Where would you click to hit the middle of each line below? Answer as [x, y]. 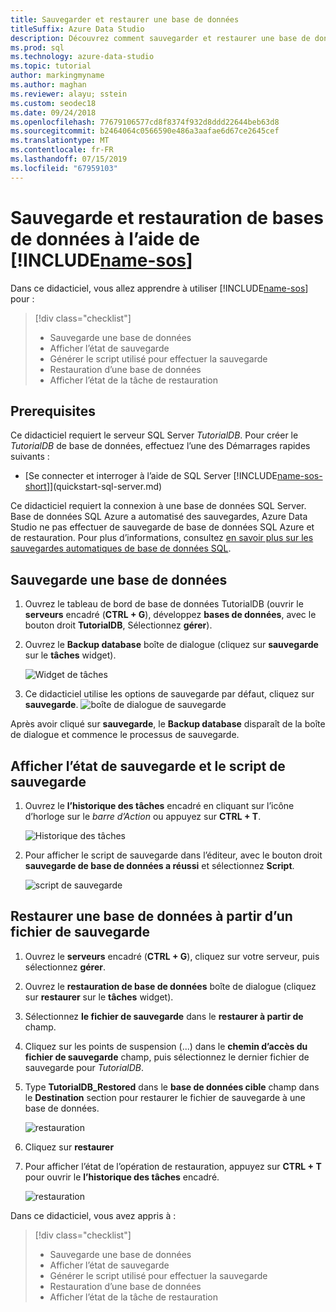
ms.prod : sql [37, 47]
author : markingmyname [57, 76]
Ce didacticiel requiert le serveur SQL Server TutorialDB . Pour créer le [154, 435]
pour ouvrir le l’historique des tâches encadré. [122, 1177]
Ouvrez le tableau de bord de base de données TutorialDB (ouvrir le [164, 604]
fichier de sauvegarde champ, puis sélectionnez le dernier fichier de [167, 1057]
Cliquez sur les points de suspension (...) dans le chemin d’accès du [166, 1046]
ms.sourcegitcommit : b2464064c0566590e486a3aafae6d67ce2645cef [145, 131]
